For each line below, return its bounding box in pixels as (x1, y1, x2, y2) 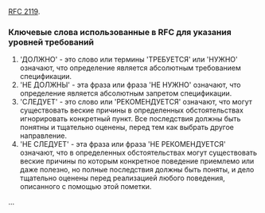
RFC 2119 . (8, 7, 41, 16)
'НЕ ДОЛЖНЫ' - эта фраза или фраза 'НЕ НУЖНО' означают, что (19, 80, 241, 90)
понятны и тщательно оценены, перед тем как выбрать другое (19, 123, 235, 132)
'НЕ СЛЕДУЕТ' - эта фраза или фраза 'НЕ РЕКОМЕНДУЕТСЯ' (19, 140, 226, 149)
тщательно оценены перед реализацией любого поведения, (19, 173, 225, 183)
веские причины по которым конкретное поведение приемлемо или (19, 156, 255, 166)
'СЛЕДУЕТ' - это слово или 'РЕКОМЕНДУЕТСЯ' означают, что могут (19, 97, 253, 107)
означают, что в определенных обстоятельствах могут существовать (19, 148, 257, 158)
